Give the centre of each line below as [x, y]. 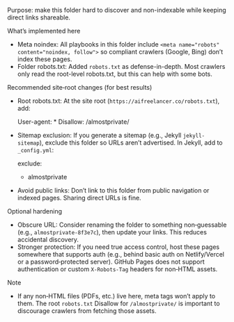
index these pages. [45, 59]
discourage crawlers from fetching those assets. [87, 311]
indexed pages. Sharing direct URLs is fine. [79, 198]
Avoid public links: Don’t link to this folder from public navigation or [113, 190]
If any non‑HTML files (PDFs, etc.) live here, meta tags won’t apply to [116, 296]
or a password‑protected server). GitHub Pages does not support [111, 261]
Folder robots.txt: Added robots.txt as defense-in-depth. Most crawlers [121, 66]
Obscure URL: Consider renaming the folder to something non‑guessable [122, 225]
